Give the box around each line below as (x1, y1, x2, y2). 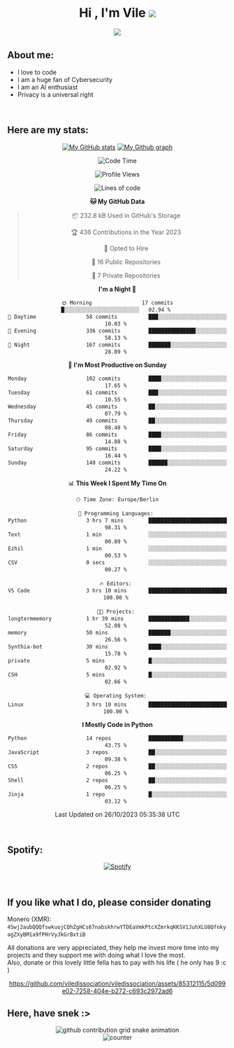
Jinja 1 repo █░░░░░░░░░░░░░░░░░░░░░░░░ (8, 791, 227, 798)
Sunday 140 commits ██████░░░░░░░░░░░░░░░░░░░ (8, 459, 227, 466)
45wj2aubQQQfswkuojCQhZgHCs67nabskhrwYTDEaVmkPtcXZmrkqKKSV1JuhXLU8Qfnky (7, 924, 227, 931)
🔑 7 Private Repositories (92, 271, 161, 280)
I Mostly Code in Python (82, 720, 153, 728)
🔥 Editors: (99, 580, 132, 587)
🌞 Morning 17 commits (61, 299, 173, 306)
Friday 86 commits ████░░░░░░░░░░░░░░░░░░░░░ (8, 431, 227, 438)
